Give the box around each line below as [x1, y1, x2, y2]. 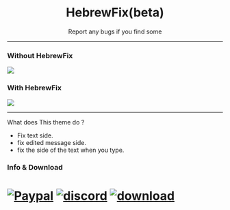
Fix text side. [16, 131, 53, 140]
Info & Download [7, 163, 63, 172]
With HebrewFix [7, 83, 62, 93]
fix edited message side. [16, 138, 87, 146]
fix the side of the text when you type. [16, 146, 125, 154]
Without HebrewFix [7, 51, 73, 60]
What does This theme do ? [7, 118, 85, 126]
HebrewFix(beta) [66, 5, 164, 21]
